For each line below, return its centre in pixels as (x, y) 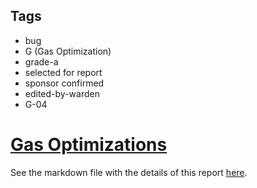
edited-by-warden (62, 93)
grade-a (41, 61)
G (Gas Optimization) (68, 51)
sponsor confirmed (64, 83)
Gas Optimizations (89, 145)
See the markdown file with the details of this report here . (129, 172)
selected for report (63, 72)
